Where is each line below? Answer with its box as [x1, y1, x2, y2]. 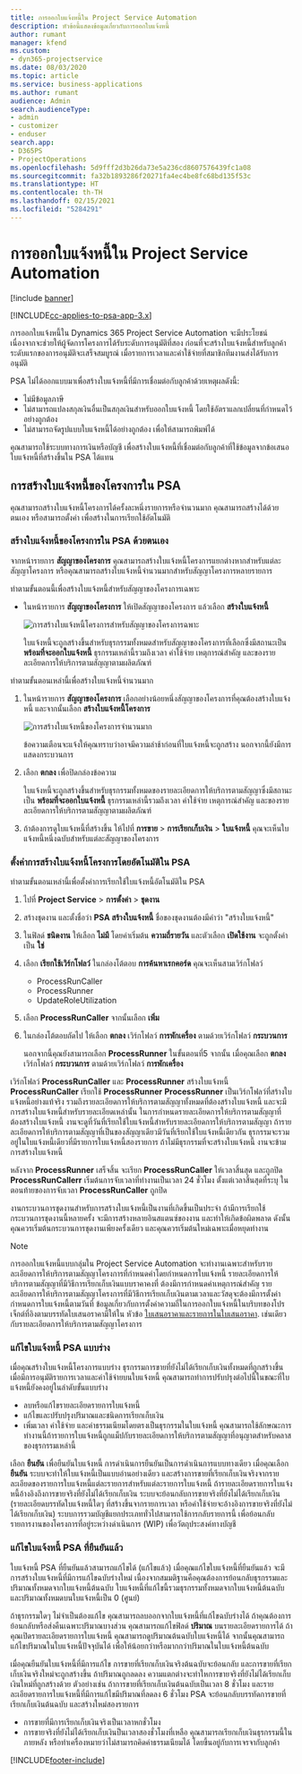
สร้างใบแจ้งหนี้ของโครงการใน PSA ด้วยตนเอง [10, 535, 169, 547]
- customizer [10, 122, 59, 131]
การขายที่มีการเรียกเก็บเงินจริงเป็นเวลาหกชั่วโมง [22, 1717, 161, 1727]
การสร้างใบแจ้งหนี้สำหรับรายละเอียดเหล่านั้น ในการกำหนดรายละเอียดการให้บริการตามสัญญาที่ [10, 1107, 281, 1117]
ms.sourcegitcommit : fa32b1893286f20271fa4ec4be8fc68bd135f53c [10, 171, 252, 180]
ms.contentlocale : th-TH [10, 188, 103, 197]
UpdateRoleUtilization [36, 995, 117, 1006]
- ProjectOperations [10, 154, 88, 164]
